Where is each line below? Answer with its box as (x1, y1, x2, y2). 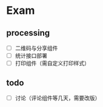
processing (6, 28, 50, 38)
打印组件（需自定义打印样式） (15, 60, 90, 67)
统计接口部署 (15, 52, 47, 59)
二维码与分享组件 (15, 45, 58, 51)
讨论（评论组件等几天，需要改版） (15, 94, 101, 102)
